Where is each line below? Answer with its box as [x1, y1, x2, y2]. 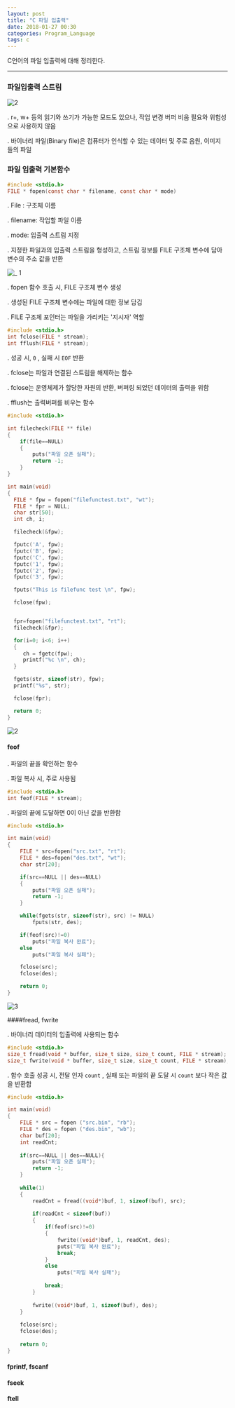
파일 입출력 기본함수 [7, 165, 71, 175]
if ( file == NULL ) [20, 438, 64, 445]
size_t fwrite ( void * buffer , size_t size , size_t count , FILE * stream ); [7, 1057, 230, 1064]
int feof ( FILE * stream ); [7, 794, 83, 801]
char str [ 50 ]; [13, 509, 55, 516]
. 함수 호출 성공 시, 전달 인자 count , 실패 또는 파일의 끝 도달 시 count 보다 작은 [7, 1071, 220, 1079]
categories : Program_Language [7, 29, 96, 37]
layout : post [7, 10, 45, 18]
